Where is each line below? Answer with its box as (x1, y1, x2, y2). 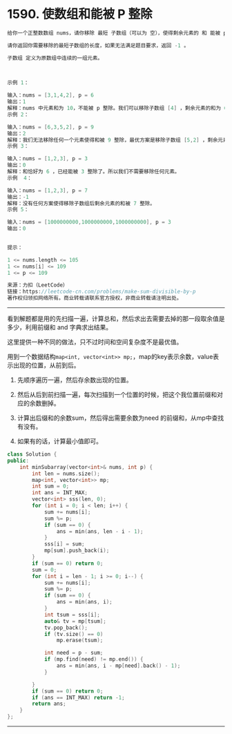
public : (7, 457, 30, 464)
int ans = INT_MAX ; (32, 490, 88, 496)
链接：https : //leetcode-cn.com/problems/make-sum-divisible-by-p (7, 288, 196, 296)
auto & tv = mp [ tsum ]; (43, 617, 107, 625)
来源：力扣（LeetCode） (7, 282, 68, 289)
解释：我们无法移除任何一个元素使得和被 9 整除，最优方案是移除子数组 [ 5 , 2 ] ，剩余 (7, 136, 218, 144)
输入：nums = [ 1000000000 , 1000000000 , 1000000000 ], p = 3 (7, 219, 171, 226)
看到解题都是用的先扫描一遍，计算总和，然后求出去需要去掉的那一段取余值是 (7, 315, 225, 323)
